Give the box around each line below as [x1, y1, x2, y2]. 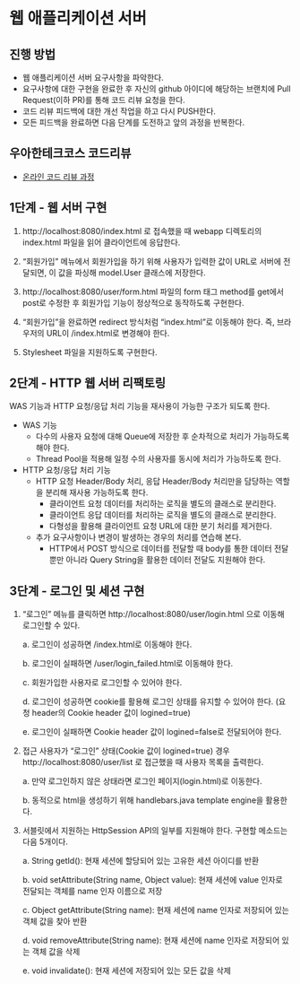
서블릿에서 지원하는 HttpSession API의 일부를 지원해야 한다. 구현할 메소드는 [21, 825, 288, 836]
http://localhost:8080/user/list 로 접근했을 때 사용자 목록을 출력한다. [21, 757, 264, 768]
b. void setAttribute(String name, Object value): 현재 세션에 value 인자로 [21, 875, 284, 885]
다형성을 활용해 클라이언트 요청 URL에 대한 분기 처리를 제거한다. [48, 521, 273, 532]
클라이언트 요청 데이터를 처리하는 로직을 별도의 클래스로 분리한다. [48, 499, 277, 509]
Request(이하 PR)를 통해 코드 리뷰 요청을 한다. [21, 95, 185, 105]
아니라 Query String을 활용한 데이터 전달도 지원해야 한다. [65, 554, 266, 565]
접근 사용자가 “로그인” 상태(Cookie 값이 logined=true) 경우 [21, 745, 230, 756]
